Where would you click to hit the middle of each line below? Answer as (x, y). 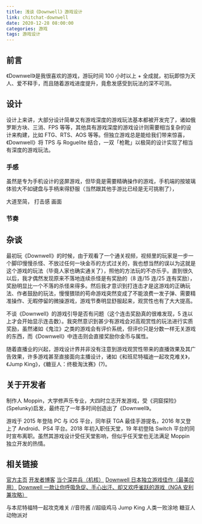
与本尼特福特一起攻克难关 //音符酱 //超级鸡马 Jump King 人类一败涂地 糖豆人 (101, 508)
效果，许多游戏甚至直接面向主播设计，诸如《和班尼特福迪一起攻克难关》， (102, 357)
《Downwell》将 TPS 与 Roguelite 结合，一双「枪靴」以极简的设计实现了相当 (100, 142)
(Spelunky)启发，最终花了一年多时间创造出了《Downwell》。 (80, 408)
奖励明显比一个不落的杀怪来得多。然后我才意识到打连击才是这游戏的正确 (96, 285)
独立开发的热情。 (27, 443)
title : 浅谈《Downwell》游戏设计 (44, 12)
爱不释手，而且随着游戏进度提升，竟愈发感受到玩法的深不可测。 (96, 83)
